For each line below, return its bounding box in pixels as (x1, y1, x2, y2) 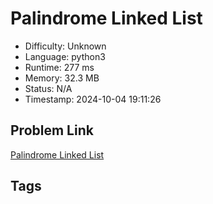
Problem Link (10, 122, 94, 139)
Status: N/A (24, 82, 73, 94)
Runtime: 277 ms (24, 61, 95, 73)
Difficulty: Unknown (24, 40, 107, 52)
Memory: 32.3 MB (24, 72, 100, 84)
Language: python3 (24, 50, 106, 62)
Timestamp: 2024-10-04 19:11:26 (24, 93, 162, 105)
